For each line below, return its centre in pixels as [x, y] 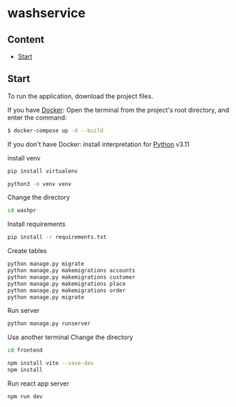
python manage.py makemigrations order [67, 290]
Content [26, 40]
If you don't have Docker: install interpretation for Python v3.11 [99, 144]
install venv [24, 158]
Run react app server [39, 383]
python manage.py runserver [49, 324]
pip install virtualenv [43, 171]
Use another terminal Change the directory [70, 337]
